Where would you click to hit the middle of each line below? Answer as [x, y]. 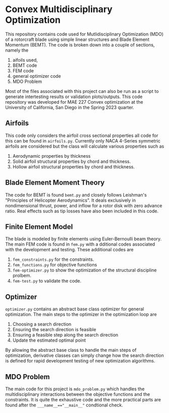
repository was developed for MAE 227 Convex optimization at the [74, 102]
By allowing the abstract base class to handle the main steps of [71, 350]
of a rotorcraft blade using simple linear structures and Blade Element [77, 39]
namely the [17, 50]
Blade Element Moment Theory [55, 183]
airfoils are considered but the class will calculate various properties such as [85, 146]
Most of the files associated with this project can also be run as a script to [82, 91]
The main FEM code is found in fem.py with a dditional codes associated [80, 244]
